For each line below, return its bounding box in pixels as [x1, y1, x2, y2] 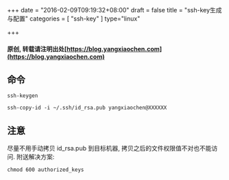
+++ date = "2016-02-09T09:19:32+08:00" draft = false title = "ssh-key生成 [7, 6, 222, 14]
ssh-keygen [7, 92, 38, 99]
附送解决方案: [16, 153, 55, 161]
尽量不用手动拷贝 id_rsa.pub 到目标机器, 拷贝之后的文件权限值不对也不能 [7, 144, 212, 153]
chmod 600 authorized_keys [7, 166, 84, 173]
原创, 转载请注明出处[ [7, 44, 67, 53]
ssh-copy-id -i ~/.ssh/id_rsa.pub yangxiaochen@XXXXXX [7, 105, 167, 112]
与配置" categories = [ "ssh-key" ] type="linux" [7, 14, 141, 23]
